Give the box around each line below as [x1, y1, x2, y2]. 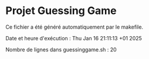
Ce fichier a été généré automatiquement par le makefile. [5, 23, 144, 30]
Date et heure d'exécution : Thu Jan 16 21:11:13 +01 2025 [5, 34, 142, 41]
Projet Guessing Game [5, 4, 117, 18]
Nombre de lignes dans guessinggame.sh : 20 [5, 46, 117, 53]
